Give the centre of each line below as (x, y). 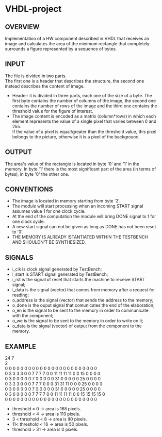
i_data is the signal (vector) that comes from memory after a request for (83, 290)
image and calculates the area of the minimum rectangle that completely (77, 44)
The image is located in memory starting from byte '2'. (66, 201)
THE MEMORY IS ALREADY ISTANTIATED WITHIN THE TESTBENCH (80, 237)
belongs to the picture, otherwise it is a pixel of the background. (76, 136)
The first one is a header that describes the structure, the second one (75, 81)
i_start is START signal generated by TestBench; (60, 274)
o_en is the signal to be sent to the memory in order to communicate (80, 311)
